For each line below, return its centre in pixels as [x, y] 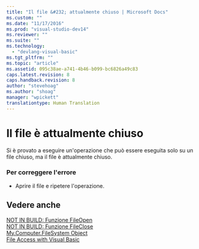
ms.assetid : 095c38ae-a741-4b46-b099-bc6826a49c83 [72, 69]
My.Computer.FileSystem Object [47, 232]
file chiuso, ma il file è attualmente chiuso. [59, 157]
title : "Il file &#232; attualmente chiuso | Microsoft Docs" [87, 12]
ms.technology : [26, 46]
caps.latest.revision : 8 [38, 75]
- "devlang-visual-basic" [45, 52]
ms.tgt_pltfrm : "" [30, 58]
